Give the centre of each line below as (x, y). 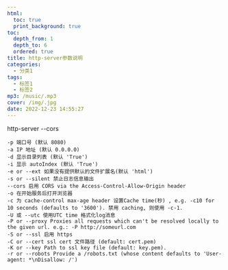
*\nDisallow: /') (53, 260)
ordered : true (33, 52)
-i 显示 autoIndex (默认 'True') (53, 164)
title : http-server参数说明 (45, 58)
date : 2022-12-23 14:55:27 (46, 109)
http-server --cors (33, 128)
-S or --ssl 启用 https (40, 234)
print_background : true (47, 26)
